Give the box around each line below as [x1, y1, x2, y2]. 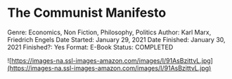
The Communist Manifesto [7, 5, 167, 21]
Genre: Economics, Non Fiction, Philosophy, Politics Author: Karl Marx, [7, 28, 212, 36]
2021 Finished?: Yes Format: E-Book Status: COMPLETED [7, 43, 174, 51]
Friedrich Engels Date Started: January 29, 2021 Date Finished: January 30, [7, 35, 226, 43]
